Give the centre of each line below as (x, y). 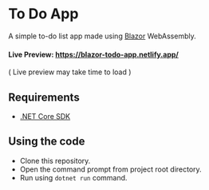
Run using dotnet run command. (73, 177)
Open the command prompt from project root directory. (110, 169)
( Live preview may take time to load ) (70, 72)
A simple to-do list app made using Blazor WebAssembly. (103, 36)
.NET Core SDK (45, 116)
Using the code (47, 142)
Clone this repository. (55, 160)
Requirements (44, 97)
